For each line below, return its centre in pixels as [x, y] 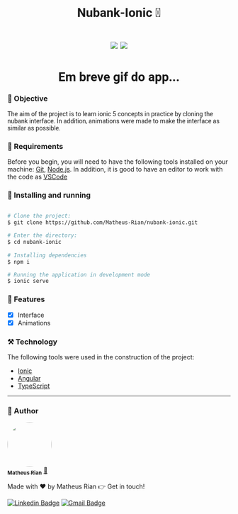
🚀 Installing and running [49, 195]
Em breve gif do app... [119, 77]
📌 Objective [28, 99]
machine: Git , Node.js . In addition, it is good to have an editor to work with [115, 169]
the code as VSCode [38, 177]
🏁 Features [26, 299]
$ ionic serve [28, 281]
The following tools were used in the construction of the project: [101, 357]
